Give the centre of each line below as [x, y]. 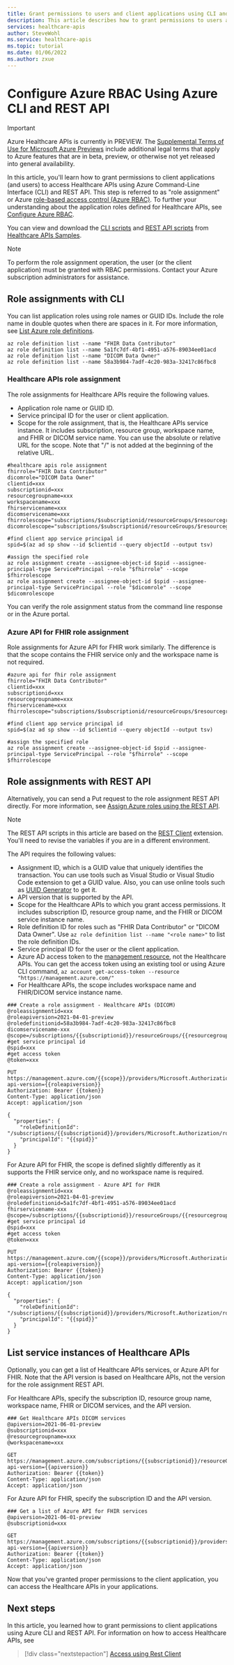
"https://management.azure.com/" [66, 978]
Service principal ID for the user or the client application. [98, 949]
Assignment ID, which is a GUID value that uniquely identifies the [110, 867]
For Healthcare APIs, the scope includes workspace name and [107, 984]
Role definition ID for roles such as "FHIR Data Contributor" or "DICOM [118, 926]
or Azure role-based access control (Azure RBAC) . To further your [102, 199]
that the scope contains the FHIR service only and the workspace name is [113, 655]
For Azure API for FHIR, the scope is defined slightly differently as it [104, 1164]
